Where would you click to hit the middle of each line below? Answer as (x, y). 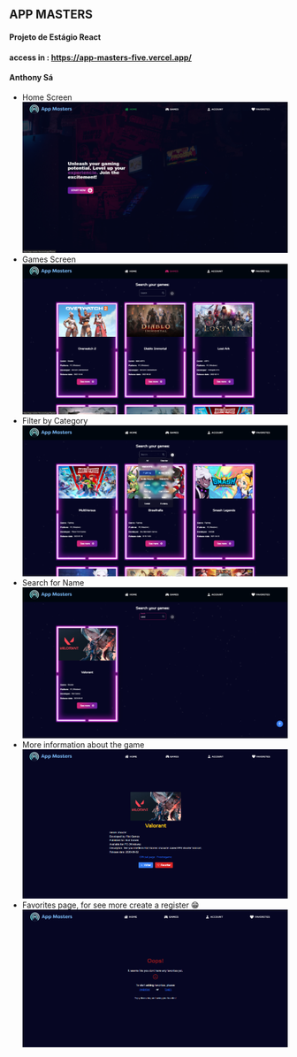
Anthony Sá (31, 78)
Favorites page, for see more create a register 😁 (110, 905)
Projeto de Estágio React (55, 37)
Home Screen (47, 97)
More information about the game (83, 745)
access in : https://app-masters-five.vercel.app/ (101, 57)
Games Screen (49, 259)
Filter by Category (55, 421)
